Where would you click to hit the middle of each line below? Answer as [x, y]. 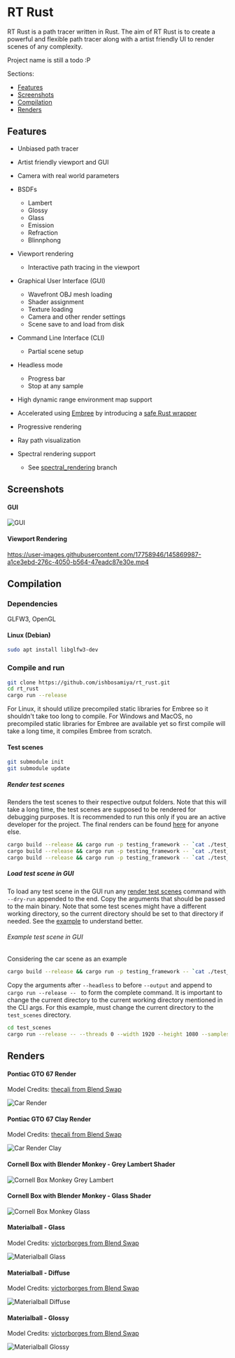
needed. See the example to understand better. [75, 921]
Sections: [21, 74]
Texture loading [50, 309]
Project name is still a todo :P [49, 60]
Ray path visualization [49, 440]
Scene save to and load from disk [76, 324]
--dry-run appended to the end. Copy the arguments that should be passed [116, 898]
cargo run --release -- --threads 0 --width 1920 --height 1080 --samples [119, 1034]
